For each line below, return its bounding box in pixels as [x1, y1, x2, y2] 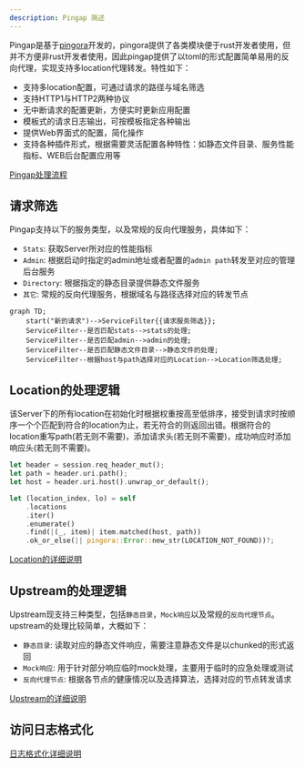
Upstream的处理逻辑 [9, 583, 127, 599]
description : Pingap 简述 [9, 13, 105, 23]
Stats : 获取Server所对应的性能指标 [22, 243, 153, 255]
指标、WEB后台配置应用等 [22, 149, 121, 160]
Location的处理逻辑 [9, 382, 120, 398]
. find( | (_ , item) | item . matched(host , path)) [25, 528, 202, 537]
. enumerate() [25, 520, 76, 529]
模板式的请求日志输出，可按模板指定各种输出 [22, 116, 191, 126]
